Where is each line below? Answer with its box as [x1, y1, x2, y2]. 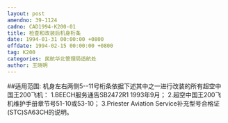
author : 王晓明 [7, 62, 48, 69]
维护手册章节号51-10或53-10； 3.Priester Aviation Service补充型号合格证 [13, 99, 220, 108]
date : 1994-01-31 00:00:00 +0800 [7, 36, 104, 43]
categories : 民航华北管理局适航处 [7, 56, 97, 63]
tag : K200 [7, 49, 36, 56]
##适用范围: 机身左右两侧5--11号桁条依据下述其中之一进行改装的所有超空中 [7, 81, 222, 90]
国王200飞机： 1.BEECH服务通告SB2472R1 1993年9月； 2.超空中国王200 [7, 90, 215, 99]
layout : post [7, 10, 45, 17]
